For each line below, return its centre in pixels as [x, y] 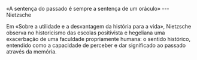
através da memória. [31, 52]
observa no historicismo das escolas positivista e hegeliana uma [86, 33]
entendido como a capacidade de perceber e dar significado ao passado [96, 45]
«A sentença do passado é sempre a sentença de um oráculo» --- [88, 9]
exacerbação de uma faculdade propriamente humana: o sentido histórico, [98, 39]
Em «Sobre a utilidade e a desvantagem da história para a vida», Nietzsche [99, 26]
